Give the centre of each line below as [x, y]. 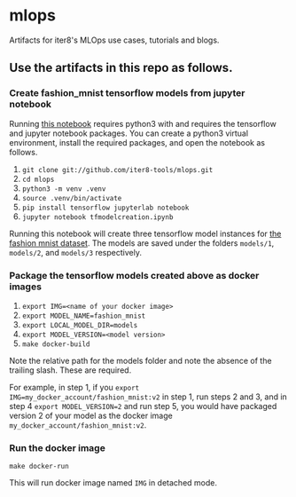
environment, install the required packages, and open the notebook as [137, 142]
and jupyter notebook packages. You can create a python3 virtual [129, 133]
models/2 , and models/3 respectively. [75, 252]
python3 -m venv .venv [64, 189]
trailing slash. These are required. [70, 370]
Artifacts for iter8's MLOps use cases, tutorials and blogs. [114, 40]
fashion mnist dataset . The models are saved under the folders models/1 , [142, 243]
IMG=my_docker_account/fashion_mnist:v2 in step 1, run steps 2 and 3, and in [148, 397]
